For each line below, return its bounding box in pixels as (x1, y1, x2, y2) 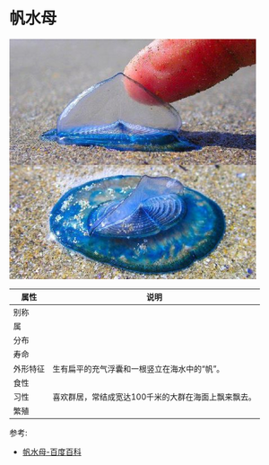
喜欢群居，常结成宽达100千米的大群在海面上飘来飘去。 (52, 391, 257, 402)
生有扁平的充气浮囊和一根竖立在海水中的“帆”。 (52, 363, 225, 373)
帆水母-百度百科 (22, 446, 82, 457)
